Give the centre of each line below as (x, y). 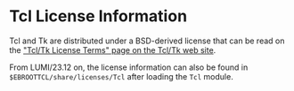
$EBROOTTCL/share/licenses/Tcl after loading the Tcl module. (121, 76)
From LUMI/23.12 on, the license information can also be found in (129, 67)
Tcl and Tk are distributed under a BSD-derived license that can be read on (147, 41)
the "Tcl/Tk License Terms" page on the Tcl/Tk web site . (113, 49)
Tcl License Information (98, 16)
